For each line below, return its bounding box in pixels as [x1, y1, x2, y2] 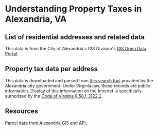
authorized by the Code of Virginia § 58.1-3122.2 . [5, 93, 103, 99]
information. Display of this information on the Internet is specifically [5, 88, 142, 94]
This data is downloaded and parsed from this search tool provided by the [5, 77, 153, 83]
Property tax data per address [5, 65, 98, 73]
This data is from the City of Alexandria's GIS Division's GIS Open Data [5, 46, 147, 51]
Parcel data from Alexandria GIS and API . [5, 120, 88, 126]
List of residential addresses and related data [5, 33, 145, 41]
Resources [5, 107, 38, 116]
